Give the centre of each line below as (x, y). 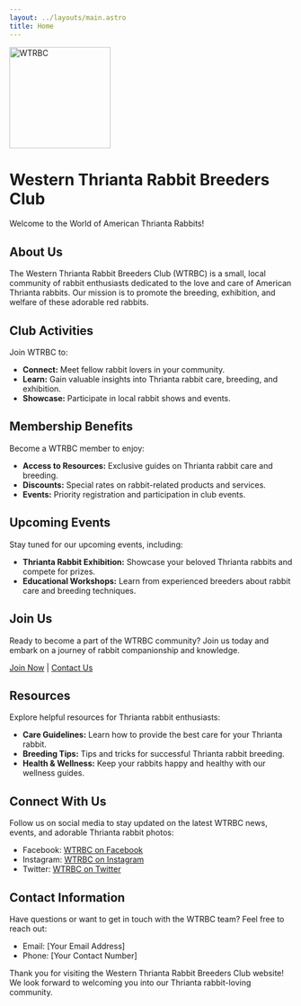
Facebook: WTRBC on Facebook (83, 850)
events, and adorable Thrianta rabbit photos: (92, 832)
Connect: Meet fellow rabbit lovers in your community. (124, 370)
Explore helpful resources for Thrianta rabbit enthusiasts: (115, 717)
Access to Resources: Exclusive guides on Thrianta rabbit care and (148, 465)
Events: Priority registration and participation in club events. (134, 494)
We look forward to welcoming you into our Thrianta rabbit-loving (130, 983)
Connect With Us (58, 801)
